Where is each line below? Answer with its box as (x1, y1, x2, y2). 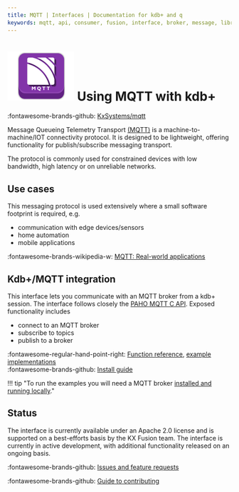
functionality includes (7, 307, 71, 316)
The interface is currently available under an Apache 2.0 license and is (7, 426, 215, 435)
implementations (7, 358, 57, 366)
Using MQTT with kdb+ (77, 88, 216, 104)
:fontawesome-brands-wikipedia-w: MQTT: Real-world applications (7, 252, 206, 261)
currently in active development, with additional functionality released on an (7, 441, 230, 450)
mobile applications (17, 239, 75, 247)
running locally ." (7, 386, 55, 396)
